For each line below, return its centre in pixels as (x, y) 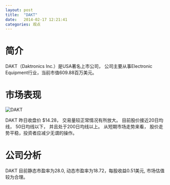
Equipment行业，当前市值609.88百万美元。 (51, 73)
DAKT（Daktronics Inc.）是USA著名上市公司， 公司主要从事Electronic (79, 66)
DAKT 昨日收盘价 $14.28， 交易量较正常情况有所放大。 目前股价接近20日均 (84, 120)
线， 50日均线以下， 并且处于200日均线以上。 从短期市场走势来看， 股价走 (84, 127)
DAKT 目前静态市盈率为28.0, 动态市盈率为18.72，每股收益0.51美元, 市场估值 (85, 171)
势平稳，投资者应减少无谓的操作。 (41, 133)
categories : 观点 (23, 24)
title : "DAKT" (22, 15)
